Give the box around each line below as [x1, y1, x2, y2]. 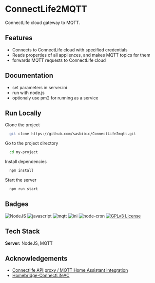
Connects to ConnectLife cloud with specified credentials [12, 47, 128, 52]
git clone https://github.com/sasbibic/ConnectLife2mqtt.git [9, 131, 136, 137]
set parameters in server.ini [12, 84, 67, 90]
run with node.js [12, 90, 45, 95]
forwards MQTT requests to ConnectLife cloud [12, 57, 106, 63]
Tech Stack [5, 227, 40, 236]
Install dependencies [5, 159, 47, 165]
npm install [9, 168, 34, 173]
